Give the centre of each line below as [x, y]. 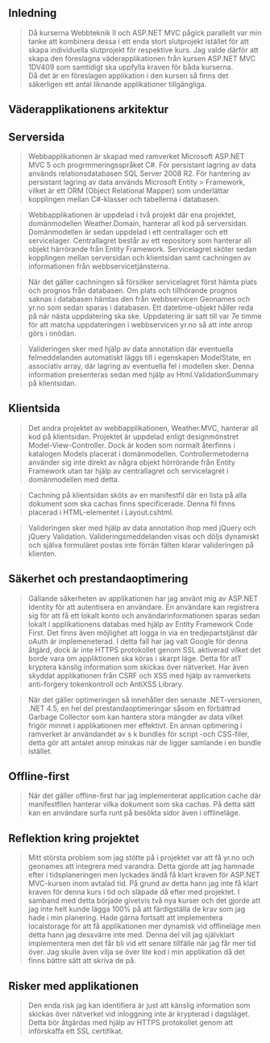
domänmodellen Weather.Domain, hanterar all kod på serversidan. [138, 223]
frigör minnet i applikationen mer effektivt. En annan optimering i [135, 725]
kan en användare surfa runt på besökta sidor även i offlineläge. [134, 813]
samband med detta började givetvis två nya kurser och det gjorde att [144, 901]
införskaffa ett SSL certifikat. [75, 1031]
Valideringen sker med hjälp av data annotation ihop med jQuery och [142, 528]
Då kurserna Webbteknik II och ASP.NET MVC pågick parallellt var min [145, 32]
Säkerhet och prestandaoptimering [98, 579]
